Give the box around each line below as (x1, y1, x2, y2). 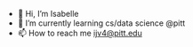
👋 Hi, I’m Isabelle (17, 9, 79, 19)
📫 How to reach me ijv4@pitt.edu (17, 27, 142, 38)
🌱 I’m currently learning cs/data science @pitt (17, 18, 186, 28)
